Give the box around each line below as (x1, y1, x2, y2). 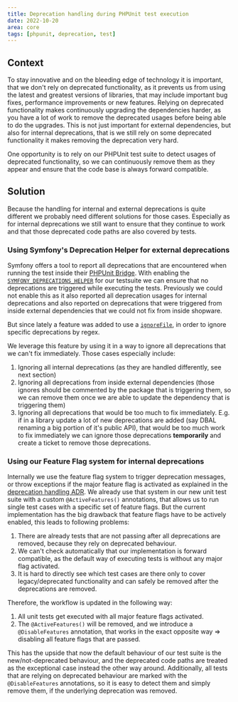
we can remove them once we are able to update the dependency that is (17, 393, 230, 402)
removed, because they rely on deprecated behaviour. (17, 539, 177, 548)
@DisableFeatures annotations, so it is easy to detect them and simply (7, 679, 211, 688)
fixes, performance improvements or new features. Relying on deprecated (7, 98, 224, 107)
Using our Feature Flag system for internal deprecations (7, 456, 205, 466)
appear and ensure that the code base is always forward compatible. (7, 165, 209, 174)
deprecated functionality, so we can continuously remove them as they (7, 157, 215, 166)
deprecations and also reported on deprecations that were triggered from (7, 299, 222, 308)
